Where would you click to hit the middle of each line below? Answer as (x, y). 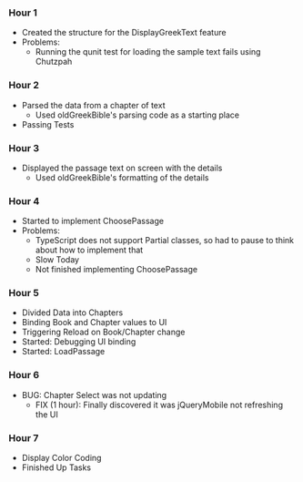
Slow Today (57, 260)
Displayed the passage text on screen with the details (122, 168)
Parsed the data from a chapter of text (93, 105)
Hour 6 (24, 375)
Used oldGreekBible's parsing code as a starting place (137, 115)
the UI (46, 414)
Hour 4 (24, 200)
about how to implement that (89, 250)
